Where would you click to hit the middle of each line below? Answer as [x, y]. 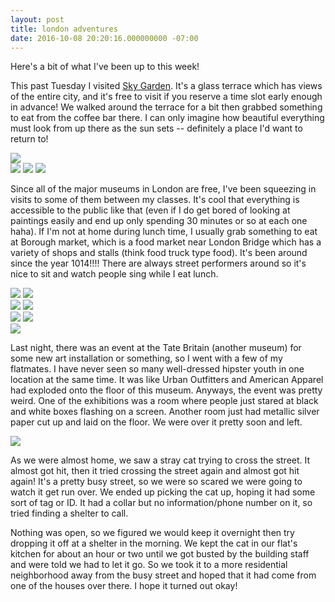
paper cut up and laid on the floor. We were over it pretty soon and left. [156, 422]
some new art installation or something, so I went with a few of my [146, 358]
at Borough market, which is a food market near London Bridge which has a [166, 242]
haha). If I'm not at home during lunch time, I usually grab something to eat [164, 232]
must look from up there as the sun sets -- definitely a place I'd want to [156, 128]
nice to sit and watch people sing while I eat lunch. [114, 274]
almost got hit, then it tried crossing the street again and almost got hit [155, 471]
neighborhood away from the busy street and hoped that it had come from [163, 575]
